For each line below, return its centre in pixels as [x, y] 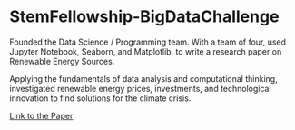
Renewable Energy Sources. [62, 61]
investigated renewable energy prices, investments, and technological [140, 88]
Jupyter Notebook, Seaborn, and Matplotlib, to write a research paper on [146, 51]
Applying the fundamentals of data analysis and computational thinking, [144, 78]
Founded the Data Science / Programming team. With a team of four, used [148, 42]
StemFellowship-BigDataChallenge [144, 17]
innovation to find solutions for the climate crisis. [100, 98]
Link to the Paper [41, 115]
